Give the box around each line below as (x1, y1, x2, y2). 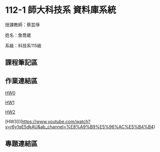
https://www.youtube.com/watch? (21, 119, 91, 124)
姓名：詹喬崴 (5, 32, 31, 38)
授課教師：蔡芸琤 (5, 22, 40, 28)
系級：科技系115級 (5, 42, 42, 48)
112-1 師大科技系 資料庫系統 (5, 4, 117, 16)
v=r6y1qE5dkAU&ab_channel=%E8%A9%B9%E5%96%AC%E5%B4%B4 (5, 124, 154, 130)
